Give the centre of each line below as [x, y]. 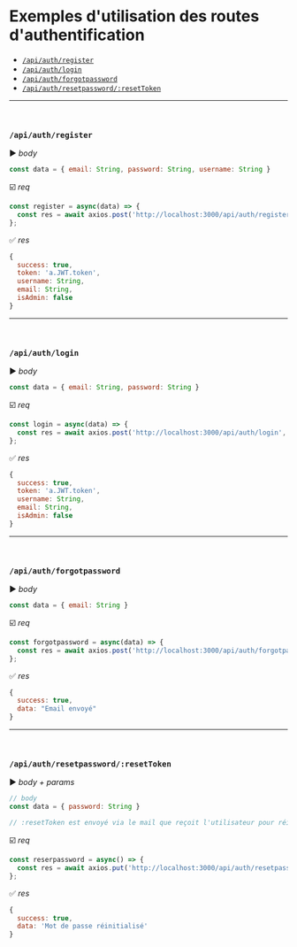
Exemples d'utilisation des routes [134, 16]
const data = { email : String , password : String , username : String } [140, 170]
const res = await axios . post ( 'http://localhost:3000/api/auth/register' [156, 214]
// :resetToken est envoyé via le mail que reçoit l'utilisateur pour [142, 823]
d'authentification [77, 35]
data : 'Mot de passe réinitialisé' [83, 927]
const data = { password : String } [75, 807]
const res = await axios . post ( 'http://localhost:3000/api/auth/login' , [152, 432]
